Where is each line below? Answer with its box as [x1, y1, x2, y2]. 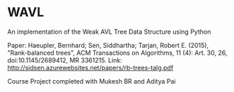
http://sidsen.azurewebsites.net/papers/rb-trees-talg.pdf [7, 63, 174, 72]
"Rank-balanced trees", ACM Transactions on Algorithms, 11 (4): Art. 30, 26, [7, 48, 228, 57]
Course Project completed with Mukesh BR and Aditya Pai [7, 77, 176, 85]
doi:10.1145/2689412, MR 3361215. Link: [7, 55, 122, 64]
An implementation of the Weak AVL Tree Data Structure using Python [7, 27, 211, 36]
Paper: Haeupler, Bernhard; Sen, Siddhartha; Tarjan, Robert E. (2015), [7, 41, 209, 49]
